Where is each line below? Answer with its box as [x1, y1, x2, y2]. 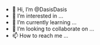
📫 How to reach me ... [12, 32, 68, 39]
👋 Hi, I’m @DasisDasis [12, 6, 67, 13]
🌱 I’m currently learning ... [12, 19, 77, 26]
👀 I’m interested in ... [12, 12, 64, 19]
